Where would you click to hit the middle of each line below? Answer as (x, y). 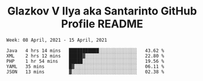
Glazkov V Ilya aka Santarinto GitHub (102, 11)
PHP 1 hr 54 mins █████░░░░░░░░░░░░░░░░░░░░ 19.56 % (85, 61)
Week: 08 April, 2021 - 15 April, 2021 (57, 40)
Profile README (102, 24)
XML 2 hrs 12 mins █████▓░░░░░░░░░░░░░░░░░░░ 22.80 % (85, 56)
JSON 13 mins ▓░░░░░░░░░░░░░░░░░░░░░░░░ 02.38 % (85, 72)
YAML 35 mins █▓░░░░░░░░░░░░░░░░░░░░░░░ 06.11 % (85, 66)
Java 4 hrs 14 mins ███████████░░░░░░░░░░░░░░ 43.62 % (85, 50)
